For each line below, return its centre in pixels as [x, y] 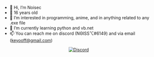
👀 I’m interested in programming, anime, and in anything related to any [79, 18]
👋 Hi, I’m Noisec [25, 7]
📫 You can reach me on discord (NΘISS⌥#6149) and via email [72, 33]
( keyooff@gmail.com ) [31, 40]
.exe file [17, 23]
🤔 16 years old [23, 13]
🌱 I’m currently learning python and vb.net [51, 28]
